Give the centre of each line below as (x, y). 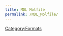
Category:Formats (23, 28)
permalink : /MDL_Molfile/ (31, 14)
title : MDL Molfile (25, 10)
